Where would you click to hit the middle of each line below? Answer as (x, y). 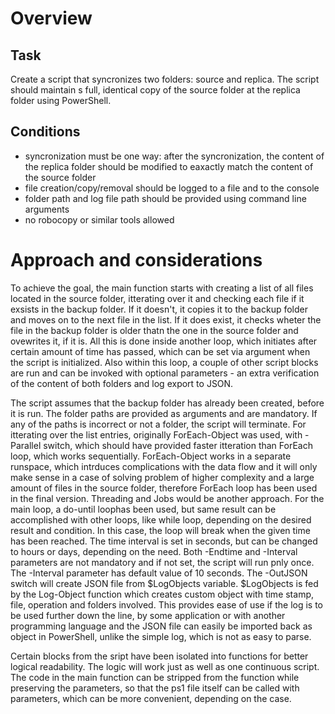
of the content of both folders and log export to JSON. (122, 383)
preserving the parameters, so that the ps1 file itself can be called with (155, 688)
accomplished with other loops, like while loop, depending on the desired (161, 519)
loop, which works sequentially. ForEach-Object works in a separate (151, 456)
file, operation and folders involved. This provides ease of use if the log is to (167, 604)
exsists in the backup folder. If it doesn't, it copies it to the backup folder (159, 309)
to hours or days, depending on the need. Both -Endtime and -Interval (154, 551)
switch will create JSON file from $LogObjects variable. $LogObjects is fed (164, 583)
